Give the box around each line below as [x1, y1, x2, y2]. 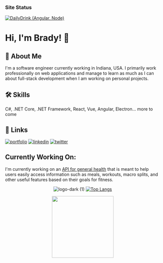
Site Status [5, 4, 32, 11]
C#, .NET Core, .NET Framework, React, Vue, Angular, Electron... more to [5, 106, 153, 112]
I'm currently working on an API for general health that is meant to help [5, 166, 149, 172]
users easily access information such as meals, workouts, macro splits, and [5, 171, 159, 177]
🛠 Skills [5, 90, 31, 99]
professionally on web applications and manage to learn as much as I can [5, 71, 154, 76]
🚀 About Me [5, 52, 42, 60]
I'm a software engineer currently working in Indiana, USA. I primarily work [5, 65, 157, 71]
